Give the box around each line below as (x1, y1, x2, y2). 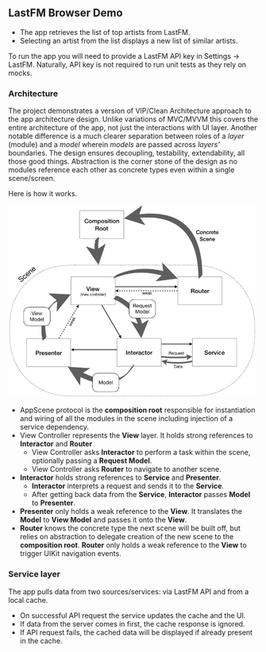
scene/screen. (8, 174, 56, 183)
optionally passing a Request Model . (31, 456, 152, 465)
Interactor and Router (19, 439, 93, 449)
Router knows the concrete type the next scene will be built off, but (19, 523, 241, 533)
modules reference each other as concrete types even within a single (8, 165, 235, 175)
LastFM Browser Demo (8, 6, 123, 20)
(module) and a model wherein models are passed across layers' (8, 140, 221, 149)
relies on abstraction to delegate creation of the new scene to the (19, 532, 234, 542)
